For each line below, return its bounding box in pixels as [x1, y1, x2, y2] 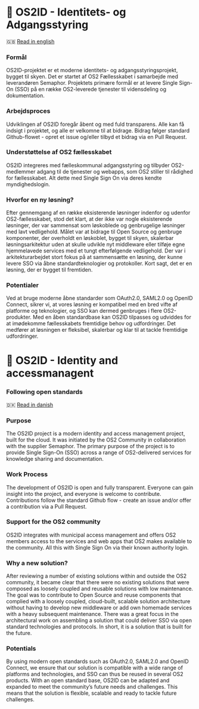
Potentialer [6, 281, 39, 289]
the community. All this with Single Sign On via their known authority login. [6, 544, 189, 551]
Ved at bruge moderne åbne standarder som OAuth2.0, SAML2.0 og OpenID [6, 295, 193, 302]
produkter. [6, 313, 32, 321]
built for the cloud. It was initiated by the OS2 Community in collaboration [6, 436, 186, 443]
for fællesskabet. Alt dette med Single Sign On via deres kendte [6, 174, 162, 181]
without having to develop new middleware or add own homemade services [6, 604, 192, 611]
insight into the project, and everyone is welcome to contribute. [6, 490, 162, 497]
